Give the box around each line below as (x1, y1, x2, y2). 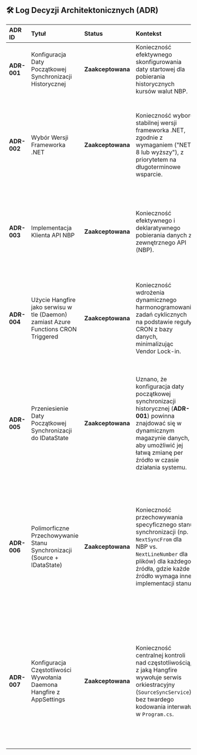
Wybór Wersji (31, 133, 69, 142)
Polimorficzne (31, 524, 70, 532)
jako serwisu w (31, 303, 72, 311)
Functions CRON (31, 325, 77, 333)
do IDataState (31, 434, 69, 442)
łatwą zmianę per (135, 448, 184, 457)
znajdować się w (135, 419, 182, 427)
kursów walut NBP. (135, 87, 188, 95)
